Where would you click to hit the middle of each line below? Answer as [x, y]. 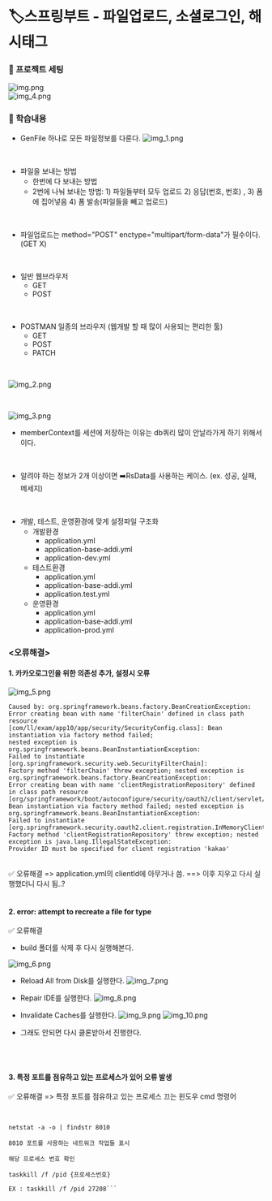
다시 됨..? [51, 883]
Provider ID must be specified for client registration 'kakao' [119, 849]
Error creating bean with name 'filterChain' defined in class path [126, 714]
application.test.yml [77, 594]
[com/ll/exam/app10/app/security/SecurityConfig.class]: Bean [115, 728]
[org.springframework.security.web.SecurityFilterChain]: [108, 763]
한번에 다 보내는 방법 [65, 181]
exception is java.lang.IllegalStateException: [90, 841]
